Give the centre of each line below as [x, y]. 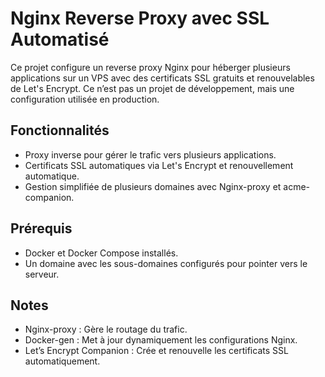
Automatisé [60, 39]
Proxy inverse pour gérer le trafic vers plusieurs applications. [150, 154]
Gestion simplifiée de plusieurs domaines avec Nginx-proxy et [153, 186]
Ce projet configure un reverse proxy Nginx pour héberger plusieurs [150, 67]
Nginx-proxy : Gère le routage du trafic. [106, 329]
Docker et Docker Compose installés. [101, 253]
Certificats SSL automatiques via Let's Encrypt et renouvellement [159, 165]
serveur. [42, 274]
